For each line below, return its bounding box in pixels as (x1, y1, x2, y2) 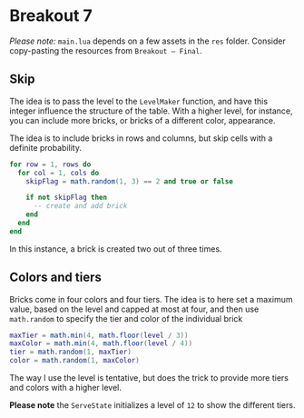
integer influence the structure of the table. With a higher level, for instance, (9, 105, 293, 116)
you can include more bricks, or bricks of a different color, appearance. (9, 114, 276, 125)
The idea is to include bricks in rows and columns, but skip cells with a (9, 133, 273, 144)
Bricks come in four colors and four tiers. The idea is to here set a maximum (9, 294, 293, 304)
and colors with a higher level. (9, 383, 123, 393)
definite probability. (9, 142, 82, 153)
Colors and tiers (9, 270, 102, 285)
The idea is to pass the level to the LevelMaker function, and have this (9, 95, 269, 106)
